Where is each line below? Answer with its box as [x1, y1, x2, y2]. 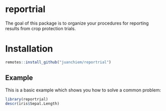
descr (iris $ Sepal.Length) [5, 101, 59, 106]
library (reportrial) [5, 96, 49, 101]
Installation [5, 43, 53, 55]
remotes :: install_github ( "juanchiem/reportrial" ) [5, 59, 112, 65]
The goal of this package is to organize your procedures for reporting [5, 20, 149, 26]
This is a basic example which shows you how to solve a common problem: [5, 87, 161, 93]
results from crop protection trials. [5, 25, 76, 31]
